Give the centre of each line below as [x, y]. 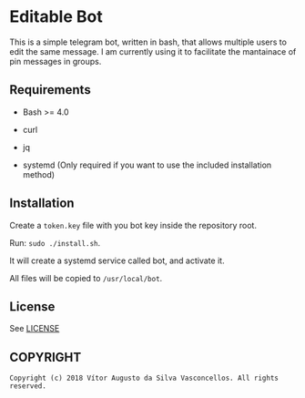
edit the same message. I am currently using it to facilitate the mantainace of [153, 51]
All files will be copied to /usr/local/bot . [86, 278]
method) [39, 174]
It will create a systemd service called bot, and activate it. [117, 260]
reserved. [28, 386]
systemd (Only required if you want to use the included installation [147, 165]
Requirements [50, 90]
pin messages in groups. [56, 61]
